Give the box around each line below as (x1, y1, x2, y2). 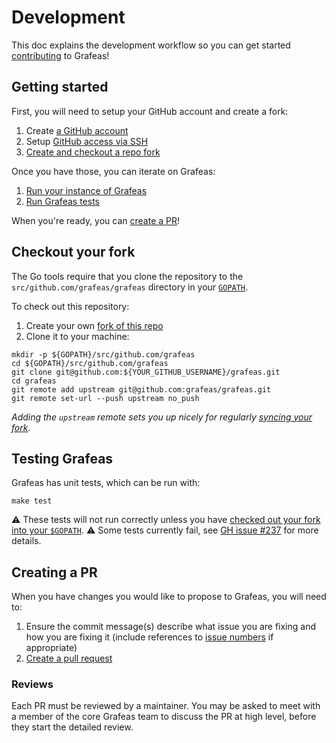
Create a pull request (25, 652, 113, 665)
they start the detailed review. (11, 721, 134, 733)
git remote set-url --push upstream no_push (11, 393, 200, 403)
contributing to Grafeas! (11, 49, 110, 61)
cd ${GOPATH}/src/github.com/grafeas (11, 358, 169, 368)
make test (11, 496, 53, 506)
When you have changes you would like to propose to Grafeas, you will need (11, 591, 327, 603)
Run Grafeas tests (25, 195, 100, 207)
